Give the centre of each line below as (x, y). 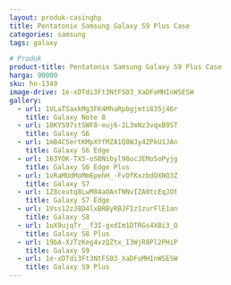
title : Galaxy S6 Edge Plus (77, 167)
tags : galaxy (34, 43)
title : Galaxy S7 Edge (68, 201)
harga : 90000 (34, 76)
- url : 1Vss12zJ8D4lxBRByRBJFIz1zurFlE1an (98, 209)
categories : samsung (48, 34)
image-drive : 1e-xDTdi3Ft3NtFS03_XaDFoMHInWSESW (102, 92)
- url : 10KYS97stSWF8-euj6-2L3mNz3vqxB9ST (98, 125)
